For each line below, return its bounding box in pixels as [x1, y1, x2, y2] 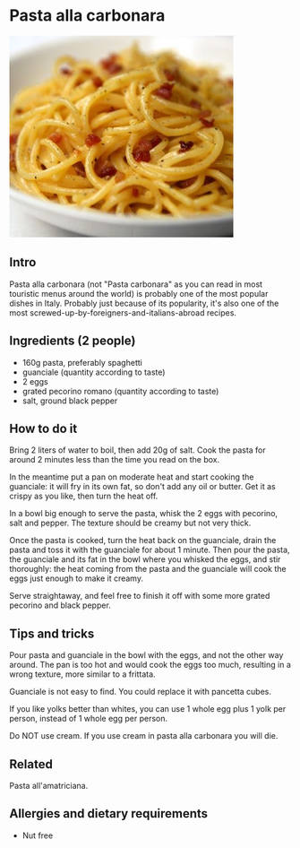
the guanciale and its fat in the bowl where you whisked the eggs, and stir [9, 554, 281, 565]
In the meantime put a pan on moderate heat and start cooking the [9, 472, 254, 482]
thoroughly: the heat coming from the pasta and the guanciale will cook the [9, 564, 287, 575]
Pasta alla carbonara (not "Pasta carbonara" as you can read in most [9, 279, 262, 290]
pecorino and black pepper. [9, 600, 112, 610]
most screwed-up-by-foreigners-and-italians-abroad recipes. [9, 307, 237, 318]
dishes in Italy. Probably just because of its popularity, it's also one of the [9, 298, 279, 308]
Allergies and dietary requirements [9, 806, 209, 821]
